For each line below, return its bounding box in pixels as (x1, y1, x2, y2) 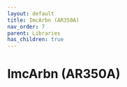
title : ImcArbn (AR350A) (7, 17, 80, 24)
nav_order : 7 (7, 23, 45, 30)
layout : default (7, 10, 54, 17)
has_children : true (7, 36, 64, 43)
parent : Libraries (7, 29, 61, 37)
